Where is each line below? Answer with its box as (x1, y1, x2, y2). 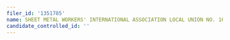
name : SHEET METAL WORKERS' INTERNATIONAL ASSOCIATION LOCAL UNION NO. (6, 16, 216, 23)
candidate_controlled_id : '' (6, 22, 90, 29)
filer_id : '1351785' (6, 9, 66, 17)
